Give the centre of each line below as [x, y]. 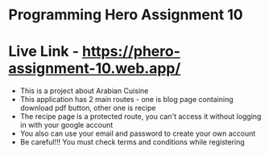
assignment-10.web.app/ [95, 69]
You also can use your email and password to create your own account [138, 133]
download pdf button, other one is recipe [88, 108]
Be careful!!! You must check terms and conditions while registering [132, 142]
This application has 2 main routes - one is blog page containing [126, 100]
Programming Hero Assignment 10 [126, 15]
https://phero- [131, 52]
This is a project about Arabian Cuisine [84, 91]
